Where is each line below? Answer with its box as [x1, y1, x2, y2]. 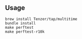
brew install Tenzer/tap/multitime [5, 16, 78, 21]
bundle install [5, 21, 36, 26]
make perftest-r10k [5, 29, 45, 34]
